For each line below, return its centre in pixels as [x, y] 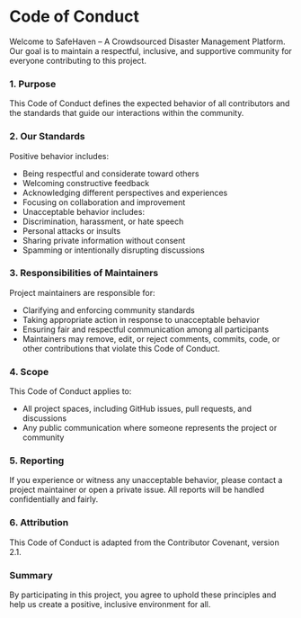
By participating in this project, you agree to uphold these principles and [143, 595]
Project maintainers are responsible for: [82, 292]
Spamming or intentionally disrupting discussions [113, 250]
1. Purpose [33, 84]
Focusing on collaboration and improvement [104, 202]
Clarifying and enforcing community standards [108, 310]
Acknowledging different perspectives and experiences [125, 193]
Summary [31, 575]
